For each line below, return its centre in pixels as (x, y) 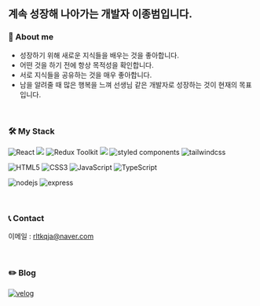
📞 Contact (26, 218)
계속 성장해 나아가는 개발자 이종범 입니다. (100, 14)
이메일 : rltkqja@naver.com (51, 236)
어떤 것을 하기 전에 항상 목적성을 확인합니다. (87, 65)
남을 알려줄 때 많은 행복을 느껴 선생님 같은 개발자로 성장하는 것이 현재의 (128, 84)
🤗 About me (31, 37)
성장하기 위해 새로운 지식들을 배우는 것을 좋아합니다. (99, 55)
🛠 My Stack (31, 131)
